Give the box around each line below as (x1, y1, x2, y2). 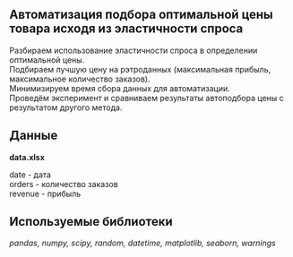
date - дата (9, 169, 52, 180)
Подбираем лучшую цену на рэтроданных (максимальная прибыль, (9, 64, 271, 74)
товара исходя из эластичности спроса (9, 21, 244, 37)
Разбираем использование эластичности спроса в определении (9, 45, 258, 56)
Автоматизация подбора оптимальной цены (9, 7, 273, 22)
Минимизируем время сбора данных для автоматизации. (9, 82, 230, 93)
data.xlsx (9, 151, 45, 162)
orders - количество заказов (9, 178, 118, 189)
